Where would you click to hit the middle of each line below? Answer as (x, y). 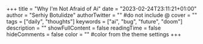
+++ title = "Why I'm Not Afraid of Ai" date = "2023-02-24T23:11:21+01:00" (102, 9)
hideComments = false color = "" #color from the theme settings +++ (94, 34)
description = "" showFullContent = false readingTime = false (84, 28)
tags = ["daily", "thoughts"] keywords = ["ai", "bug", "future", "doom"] (94, 21)
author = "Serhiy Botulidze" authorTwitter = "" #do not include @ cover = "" (102, 15)
